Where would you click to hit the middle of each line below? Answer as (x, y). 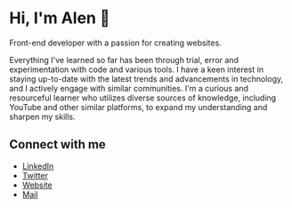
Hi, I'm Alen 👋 (60, 18)
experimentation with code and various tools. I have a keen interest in (137, 69)
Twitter (35, 175)
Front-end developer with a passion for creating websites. (116, 43)
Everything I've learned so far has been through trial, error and (124, 60)
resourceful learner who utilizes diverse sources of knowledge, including (143, 98)
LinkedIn (38, 166)
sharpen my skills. (42, 116)
